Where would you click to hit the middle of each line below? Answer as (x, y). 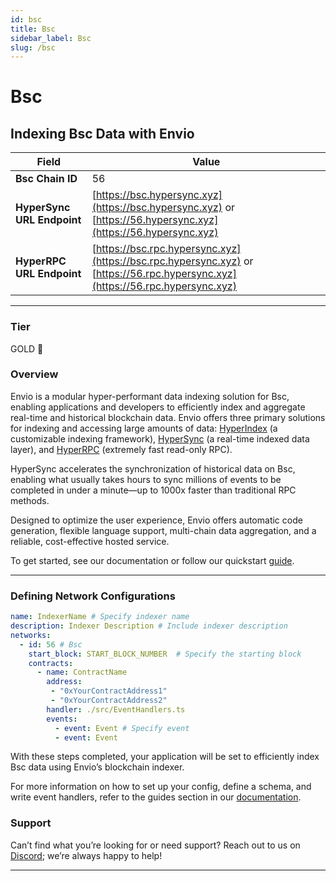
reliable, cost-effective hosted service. (90, 541)
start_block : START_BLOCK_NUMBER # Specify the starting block (165, 654)
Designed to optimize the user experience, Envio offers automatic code (156, 520)
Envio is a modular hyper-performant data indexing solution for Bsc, (150, 396)
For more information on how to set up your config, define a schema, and (161, 787)
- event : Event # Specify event (122, 728)
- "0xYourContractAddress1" (109, 691)
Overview (34, 374)
